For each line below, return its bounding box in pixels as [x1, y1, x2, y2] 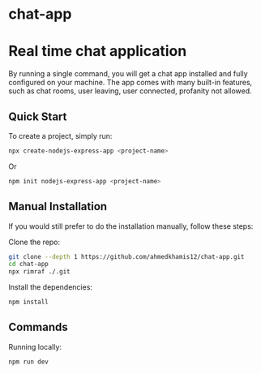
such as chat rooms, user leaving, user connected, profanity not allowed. [8, 86, 253, 96]
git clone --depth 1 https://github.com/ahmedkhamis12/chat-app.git [8, 252, 245, 260]
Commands [8, 320, 69, 334]
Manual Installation [8, 200, 108, 213]
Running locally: [8, 342, 62, 351]
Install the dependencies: [8, 282, 93, 292]
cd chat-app [8, 260, 49, 269]
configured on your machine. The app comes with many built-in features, [8, 78, 253, 88]
